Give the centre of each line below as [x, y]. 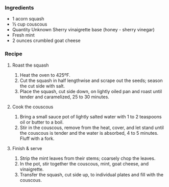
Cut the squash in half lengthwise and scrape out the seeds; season [91, 80]
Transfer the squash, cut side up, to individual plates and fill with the [92, 174]
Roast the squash [30, 65]
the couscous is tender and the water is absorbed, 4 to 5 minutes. [89, 133]
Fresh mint [23, 35]
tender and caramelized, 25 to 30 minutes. [64, 97]
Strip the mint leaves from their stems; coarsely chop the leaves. [88, 158]
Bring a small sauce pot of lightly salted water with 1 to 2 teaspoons [91, 116]
